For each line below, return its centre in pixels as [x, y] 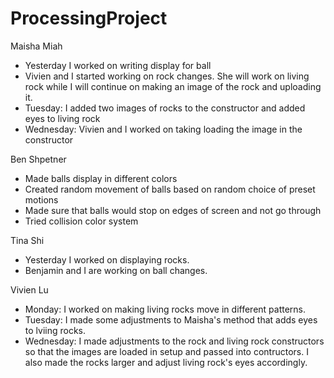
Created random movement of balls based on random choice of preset [170, 189]
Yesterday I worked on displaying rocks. [107, 259]
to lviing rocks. [55, 330]
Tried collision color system [81, 221]
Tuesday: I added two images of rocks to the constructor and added [165, 108]
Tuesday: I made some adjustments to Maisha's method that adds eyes [171, 319]
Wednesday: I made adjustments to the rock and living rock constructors [174, 341]
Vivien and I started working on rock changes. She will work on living [167, 76]
